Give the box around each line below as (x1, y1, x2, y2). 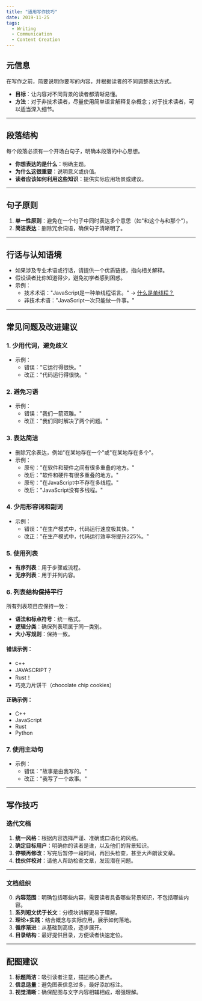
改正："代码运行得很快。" (23, 371, 87, 378)
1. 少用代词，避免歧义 (6, 341, 68, 349)
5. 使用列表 (6, 549, 38, 557)
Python (14, 729, 33, 736)
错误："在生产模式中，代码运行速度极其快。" (23, 525, 135, 532)
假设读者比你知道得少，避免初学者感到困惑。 (14, 274, 126, 281)
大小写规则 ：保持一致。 (14, 631, 73, 638)
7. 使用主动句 (6, 745, 44, 753)
